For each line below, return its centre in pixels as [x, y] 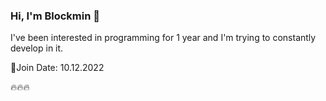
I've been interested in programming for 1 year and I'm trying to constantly [163, 38]
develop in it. [37, 48]
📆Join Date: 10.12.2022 [57, 68]
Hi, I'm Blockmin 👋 [55, 16]
